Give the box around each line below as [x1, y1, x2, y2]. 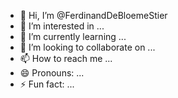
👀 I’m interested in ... [19, 20, 105, 32]
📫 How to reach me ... [19, 53, 113, 64]
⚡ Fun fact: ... [19, 78, 75, 90]
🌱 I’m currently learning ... [19, 31, 127, 42]
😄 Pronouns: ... [19, 67, 85, 79]
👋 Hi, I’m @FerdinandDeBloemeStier [19, 10, 168, 21]
